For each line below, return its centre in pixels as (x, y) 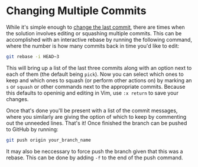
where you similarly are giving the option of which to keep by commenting (96, 116)
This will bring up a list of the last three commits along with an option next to (99, 68)
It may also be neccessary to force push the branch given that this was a (95, 151)
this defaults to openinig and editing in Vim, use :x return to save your (92, 93)
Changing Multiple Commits (76, 11)
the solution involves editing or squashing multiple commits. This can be (94, 33)
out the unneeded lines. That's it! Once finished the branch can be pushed (97, 123)
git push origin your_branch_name (49, 140)
